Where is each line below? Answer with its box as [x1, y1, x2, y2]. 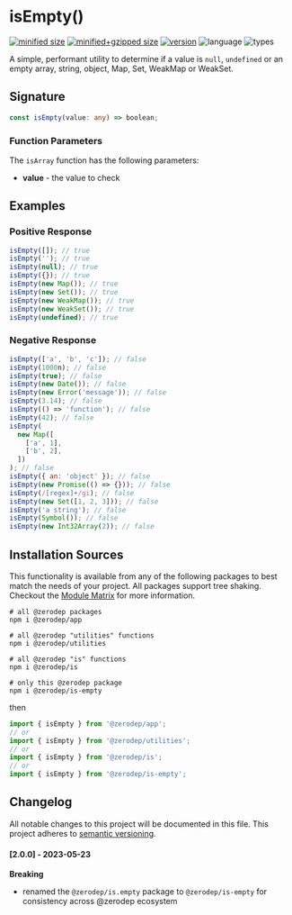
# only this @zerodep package [9, 678, 123, 687]
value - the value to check [22, 172, 120, 183]
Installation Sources [9, 547, 124, 562]
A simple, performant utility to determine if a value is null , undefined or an [9, 53, 284, 64]
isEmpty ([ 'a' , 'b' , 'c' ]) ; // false [9, 354, 146, 364]
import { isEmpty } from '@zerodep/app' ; [9, 719, 167, 729]
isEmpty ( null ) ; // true [9, 263, 99, 272]
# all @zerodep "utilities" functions [9, 630, 155, 640]
